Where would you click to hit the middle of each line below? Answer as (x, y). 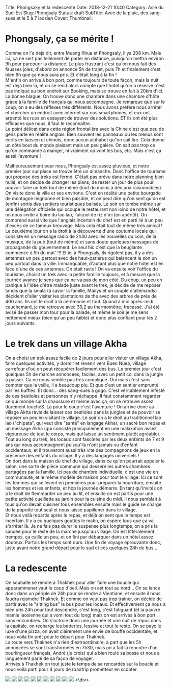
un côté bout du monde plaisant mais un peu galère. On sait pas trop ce (80, 145)
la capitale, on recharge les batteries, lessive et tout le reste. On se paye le (83, 626)
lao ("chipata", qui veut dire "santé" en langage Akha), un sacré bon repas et (85, 423)
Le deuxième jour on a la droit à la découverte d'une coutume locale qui (81, 231)
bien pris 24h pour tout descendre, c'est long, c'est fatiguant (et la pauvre (83, 609)
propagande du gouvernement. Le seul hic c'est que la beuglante (74, 247)
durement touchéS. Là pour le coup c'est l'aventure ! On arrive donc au (80, 407)
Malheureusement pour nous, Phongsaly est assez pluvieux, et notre (77, 166)
